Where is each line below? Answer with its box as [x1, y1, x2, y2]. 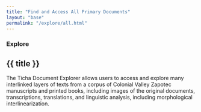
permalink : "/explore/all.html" [6, 20, 87, 26]
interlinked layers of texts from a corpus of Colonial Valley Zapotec [6, 81, 172, 88]
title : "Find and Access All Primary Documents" [6, 8, 131, 15]
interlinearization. [6, 100, 50, 107]
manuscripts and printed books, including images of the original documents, [6, 87, 196, 95]
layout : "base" [6, 14, 45, 20]
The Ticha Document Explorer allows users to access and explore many [6, 75, 184, 82]
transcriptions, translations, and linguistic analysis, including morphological [6, 94, 193, 101]
